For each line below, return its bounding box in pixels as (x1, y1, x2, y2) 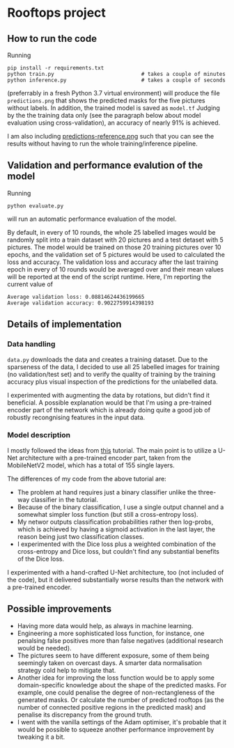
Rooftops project (7, 5, 107, 21)
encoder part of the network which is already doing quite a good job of (7, 405, 211, 414)
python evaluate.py (7, 202, 64, 210)
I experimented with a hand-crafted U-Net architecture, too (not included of (7, 568, 224, 576)
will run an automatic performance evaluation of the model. (7, 215, 177, 223)
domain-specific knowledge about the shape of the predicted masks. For (17, 680, 227, 689)
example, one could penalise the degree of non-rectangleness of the (17, 688, 215, 696)
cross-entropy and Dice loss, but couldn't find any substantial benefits (17, 547, 219, 555)
